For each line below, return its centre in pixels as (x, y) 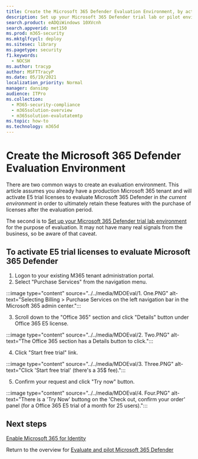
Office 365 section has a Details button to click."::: (93, 341)
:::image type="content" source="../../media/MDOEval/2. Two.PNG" (88, 335)
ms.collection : (25, 99)
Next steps (27, 424)
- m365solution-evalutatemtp (47, 115)
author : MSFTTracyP (30, 72)
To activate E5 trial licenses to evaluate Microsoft (98, 252)
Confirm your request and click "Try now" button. (75, 381)
